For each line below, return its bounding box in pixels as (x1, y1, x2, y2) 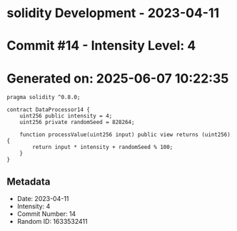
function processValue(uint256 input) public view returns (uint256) (19, 131, 231, 138)
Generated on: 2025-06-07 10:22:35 (6, 70, 229, 86)
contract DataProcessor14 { (6, 106, 91, 113)
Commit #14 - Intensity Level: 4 (6, 38, 196, 54)
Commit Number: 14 (16, 210, 76, 218)
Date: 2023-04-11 (16, 195, 69, 203)
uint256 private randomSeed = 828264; (19, 119, 135, 126)
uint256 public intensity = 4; (19, 113, 113, 120)
